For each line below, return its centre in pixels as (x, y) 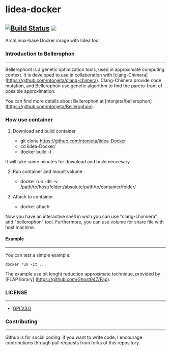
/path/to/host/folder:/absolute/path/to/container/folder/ (78, 187)
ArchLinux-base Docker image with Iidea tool (53, 40)
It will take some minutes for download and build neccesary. (68, 161)
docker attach (35, 206)
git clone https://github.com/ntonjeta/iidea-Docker (73, 141)
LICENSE (17, 292)
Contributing (21, 321)
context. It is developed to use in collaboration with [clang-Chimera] (77, 75)
